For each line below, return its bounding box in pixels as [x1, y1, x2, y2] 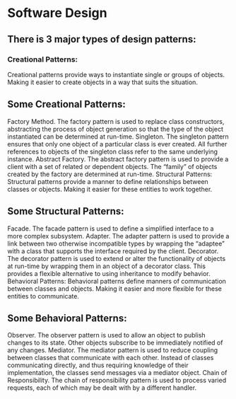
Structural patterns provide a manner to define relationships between [7, 177, 208, 185]
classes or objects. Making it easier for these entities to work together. [7, 185, 213, 193]
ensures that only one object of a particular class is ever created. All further [7, 139, 228, 148]
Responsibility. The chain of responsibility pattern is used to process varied [7, 376, 227, 385]
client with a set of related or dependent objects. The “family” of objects [7, 162, 218, 170]
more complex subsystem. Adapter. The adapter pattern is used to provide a [7, 231, 230, 240]
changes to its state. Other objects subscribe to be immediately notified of [7, 338, 223, 347]
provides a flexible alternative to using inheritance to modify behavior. [7, 269, 211, 277]
